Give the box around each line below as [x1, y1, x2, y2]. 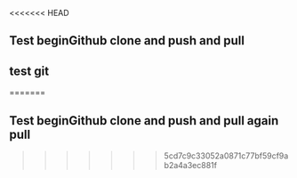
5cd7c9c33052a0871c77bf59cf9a [164, 150, 289, 161]
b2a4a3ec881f [164, 160, 218, 171]
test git [9, 63, 50, 78]
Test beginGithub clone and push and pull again [9, 113, 279, 128]
